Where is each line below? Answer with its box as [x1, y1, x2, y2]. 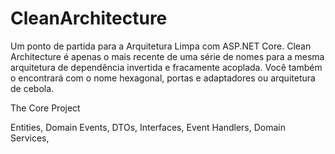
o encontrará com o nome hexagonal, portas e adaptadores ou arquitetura [10, 72, 316, 84]
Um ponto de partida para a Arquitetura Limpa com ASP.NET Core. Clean [10, 40, 312, 52]
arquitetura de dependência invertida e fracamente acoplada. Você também [10, 61, 323, 73]
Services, [10, 132, 50, 144]
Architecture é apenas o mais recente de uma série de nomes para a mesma [10, 50, 325, 62]
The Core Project [10, 102, 81, 114]
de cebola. [10, 82, 55, 94]
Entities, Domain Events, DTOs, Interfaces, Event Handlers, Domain [10, 121, 287, 133]
